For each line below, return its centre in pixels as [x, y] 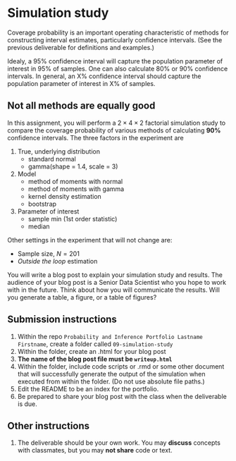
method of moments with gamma [76, 189]
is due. [27, 404]
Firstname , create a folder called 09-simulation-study [95, 344]
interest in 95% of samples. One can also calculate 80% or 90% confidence [118, 68]
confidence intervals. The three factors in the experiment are [96, 137]
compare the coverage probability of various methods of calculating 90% [114, 130]
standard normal [52, 159]
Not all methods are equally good [81, 106]
